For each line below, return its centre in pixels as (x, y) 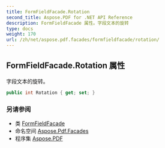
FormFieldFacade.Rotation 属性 (66, 66)
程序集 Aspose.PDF (39, 138)
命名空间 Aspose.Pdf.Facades (52, 131)
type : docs (20, 29)
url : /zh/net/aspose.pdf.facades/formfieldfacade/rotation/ (83, 40)
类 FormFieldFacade (40, 123)
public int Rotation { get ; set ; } (51, 93)
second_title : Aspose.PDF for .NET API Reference (70, 17)
